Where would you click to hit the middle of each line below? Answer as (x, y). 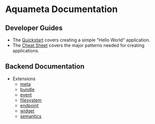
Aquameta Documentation (62, 9)
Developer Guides (34, 28)
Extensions (24, 79)
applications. (26, 51)
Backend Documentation (45, 67)
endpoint (29, 105)
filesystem (31, 100)
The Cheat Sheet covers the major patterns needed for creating (79, 45)
